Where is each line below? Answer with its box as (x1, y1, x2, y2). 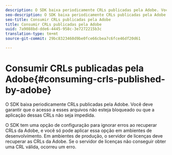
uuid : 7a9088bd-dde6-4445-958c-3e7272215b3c (5, 27, 102, 32)
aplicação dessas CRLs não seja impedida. (5, 112, 96, 118)
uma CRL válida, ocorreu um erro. (5, 144, 77, 150)
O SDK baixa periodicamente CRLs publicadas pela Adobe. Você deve (5, 101, 153, 107)
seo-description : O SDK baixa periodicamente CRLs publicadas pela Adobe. (5, 12, 168, 17)
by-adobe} (5, 84, 52, 96)
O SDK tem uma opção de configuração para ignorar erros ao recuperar (5, 122, 157, 128)
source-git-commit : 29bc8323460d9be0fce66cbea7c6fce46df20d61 (5, 36, 141, 41)
